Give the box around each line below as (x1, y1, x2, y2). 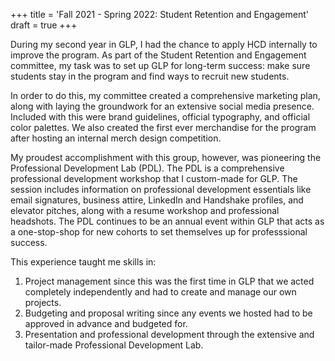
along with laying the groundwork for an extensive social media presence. (10, 100, 315, 112)
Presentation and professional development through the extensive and (24, 329, 315, 340)
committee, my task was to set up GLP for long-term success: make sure (10, 60, 311, 71)
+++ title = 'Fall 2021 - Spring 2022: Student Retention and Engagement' (10, 9, 309, 20)
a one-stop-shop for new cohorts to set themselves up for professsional (10, 226, 308, 238)
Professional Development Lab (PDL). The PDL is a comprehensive (10, 162, 285, 174)
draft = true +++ (10, 19, 78, 31)
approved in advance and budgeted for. (24, 318, 188, 329)
